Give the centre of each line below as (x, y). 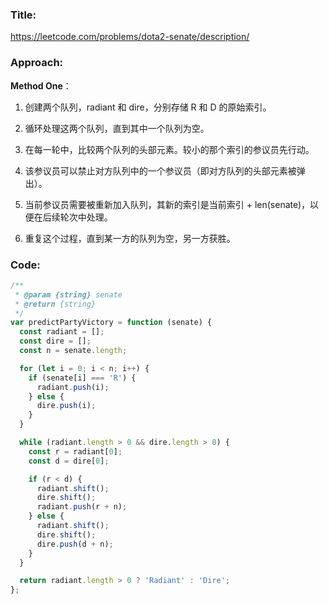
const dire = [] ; (55, 341)
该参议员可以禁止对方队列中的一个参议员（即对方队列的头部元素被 (160, 170)
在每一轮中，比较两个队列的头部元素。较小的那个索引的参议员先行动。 (169, 149)
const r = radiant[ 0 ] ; (75, 451)
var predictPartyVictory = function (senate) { (111, 323)
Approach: (37, 63)
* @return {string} (55, 304)
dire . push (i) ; (66, 406)
